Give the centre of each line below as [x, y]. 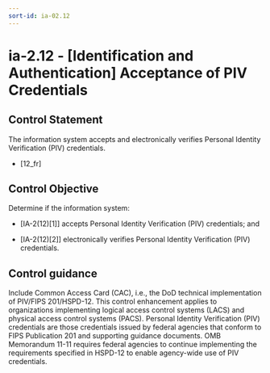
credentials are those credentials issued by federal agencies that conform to [135, 327]
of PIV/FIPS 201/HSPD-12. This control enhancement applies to [113, 302]
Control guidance [53, 273]
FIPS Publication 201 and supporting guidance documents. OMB [115, 336]
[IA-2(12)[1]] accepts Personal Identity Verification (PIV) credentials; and [140, 224]
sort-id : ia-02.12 [39, 16]
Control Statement [56, 120]
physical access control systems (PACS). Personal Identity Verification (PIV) [134, 319]
